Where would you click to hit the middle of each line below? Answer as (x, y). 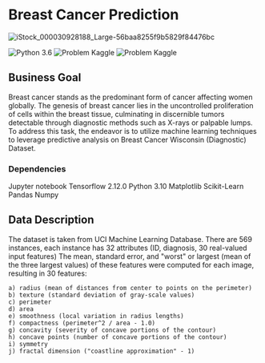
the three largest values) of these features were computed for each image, (131, 264)
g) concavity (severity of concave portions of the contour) (112, 330)
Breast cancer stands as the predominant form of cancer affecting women (130, 97)
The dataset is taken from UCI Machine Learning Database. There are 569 (130, 239)
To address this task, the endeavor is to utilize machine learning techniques (133, 131)
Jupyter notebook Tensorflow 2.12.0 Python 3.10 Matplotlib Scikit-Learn (126, 187)
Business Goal (45, 78)
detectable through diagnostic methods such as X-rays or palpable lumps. (131, 123)
